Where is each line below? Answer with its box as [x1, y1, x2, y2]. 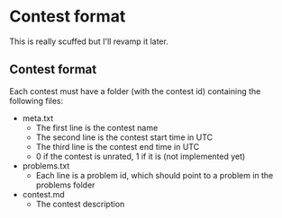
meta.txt [22, 112, 54, 123]
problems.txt [22, 160, 70, 171]
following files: [9, 95, 64, 106]
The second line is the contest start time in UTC [35, 132, 214, 143]
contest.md [22, 188, 65, 199]
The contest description [35, 198, 125, 209]
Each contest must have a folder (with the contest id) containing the [9, 85, 261, 96]
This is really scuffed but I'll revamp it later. [9, 36, 168, 47]
